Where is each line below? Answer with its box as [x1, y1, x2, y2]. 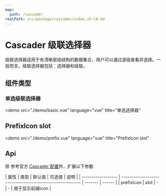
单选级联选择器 [5, 95, 41, 102]
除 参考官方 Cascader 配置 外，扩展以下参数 [5, 163, 94, 169]
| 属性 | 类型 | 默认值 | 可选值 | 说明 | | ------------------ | [5, 174, 121, 180]
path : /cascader [9, 12, 43, 17]
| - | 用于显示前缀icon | [5, 185, 51, 191]
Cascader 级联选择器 [5, 39, 91, 51]
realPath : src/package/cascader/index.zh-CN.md [5, 16, 105, 21]
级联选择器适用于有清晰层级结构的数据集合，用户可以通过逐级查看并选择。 [5, 57, 157, 63]
